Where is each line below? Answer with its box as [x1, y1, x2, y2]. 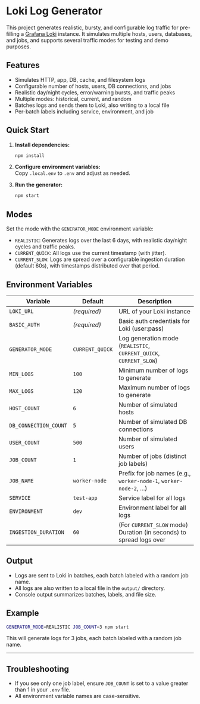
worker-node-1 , [118, 476, 160, 485]
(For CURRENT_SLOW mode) [118, 521, 189, 529]
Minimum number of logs [118, 366, 189, 374]
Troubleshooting [6, 664, 70, 674]
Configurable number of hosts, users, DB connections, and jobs [14, 82, 171, 90]
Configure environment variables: [14, 163, 101, 171]
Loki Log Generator [6, 4, 103, 18]
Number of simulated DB [118, 417, 187, 426]
